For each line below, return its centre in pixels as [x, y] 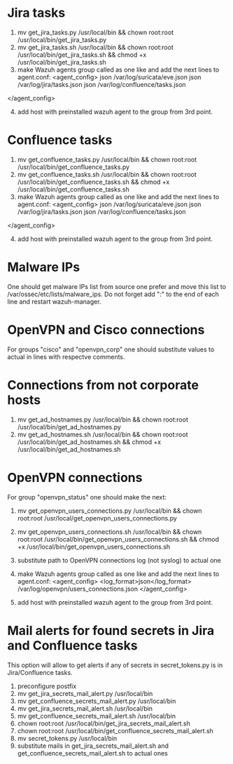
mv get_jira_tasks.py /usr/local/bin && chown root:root [95, 32]
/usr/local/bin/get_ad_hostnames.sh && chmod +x [89, 442]
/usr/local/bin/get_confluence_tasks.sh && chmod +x [93, 182]
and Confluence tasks [72, 645]
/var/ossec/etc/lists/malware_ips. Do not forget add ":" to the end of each [113, 294]
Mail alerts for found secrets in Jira [111, 630]
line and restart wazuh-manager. [54, 301]
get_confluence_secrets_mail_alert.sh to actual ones [92, 753]
